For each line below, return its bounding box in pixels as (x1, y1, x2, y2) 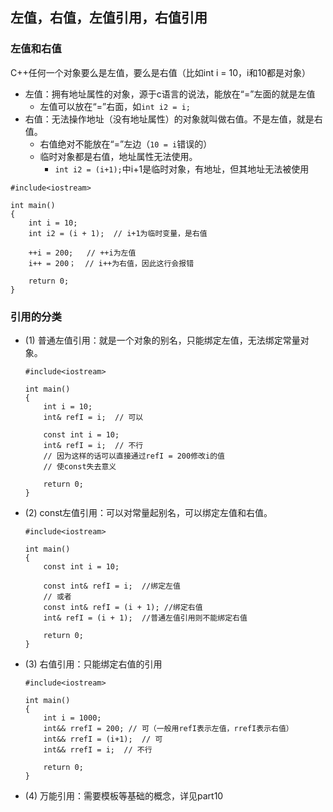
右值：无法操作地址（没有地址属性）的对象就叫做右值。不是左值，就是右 (24, 113, 323, 125)
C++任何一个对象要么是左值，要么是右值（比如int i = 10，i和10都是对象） (10, 66, 311, 78)
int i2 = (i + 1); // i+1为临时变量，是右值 (28, 228, 208, 238)
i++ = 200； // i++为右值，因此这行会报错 (28, 258, 195, 268)
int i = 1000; (43, 713, 102, 723)
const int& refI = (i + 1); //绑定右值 (43, 602, 203, 612)
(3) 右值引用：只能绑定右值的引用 (24, 658, 163, 670)
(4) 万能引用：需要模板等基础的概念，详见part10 (24, 789, 224, 802)
